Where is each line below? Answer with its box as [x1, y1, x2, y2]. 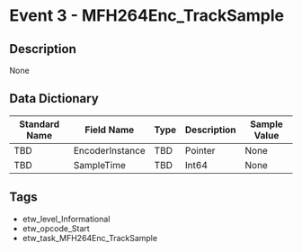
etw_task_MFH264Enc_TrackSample [22, 232, 158, 243]
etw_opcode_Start [22, 222, 90, 234]
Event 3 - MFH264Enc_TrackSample [9, 5, 285, 26]
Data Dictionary [9, 91, 99, 106]
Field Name [84, 123, 135, 136]
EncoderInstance [73, 144, 146, 157]
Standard [19, 118, 60, 130]
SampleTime [73, 158, 126, 171]
